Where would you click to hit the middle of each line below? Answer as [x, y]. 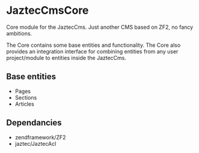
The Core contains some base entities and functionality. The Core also [93, 45]
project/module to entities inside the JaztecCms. [66, 58]
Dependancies [34, 123]
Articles [24, 104]
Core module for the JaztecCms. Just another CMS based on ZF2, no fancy [100, 27]
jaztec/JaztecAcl [35, 143]
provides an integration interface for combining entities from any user [92, 51]
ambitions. [19, 33]
